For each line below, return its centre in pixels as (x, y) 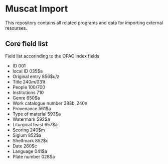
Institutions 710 (28, 92)
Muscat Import (37, 9)
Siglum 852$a (27, 135)
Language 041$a (30, 151)
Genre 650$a (26, 98)
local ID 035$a (28, 71)
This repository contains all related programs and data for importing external (84, 23)
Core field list (27, 44)
